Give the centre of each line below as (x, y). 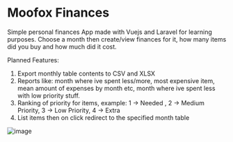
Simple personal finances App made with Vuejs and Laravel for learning (110, 32)
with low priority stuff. (48, 96)
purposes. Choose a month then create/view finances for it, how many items (117, 39)
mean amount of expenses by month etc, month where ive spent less (116, 88)
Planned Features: (33, 60)
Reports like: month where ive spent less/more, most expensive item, (116, 80)
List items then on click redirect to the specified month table (103, 117)
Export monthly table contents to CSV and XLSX (86, 73)
